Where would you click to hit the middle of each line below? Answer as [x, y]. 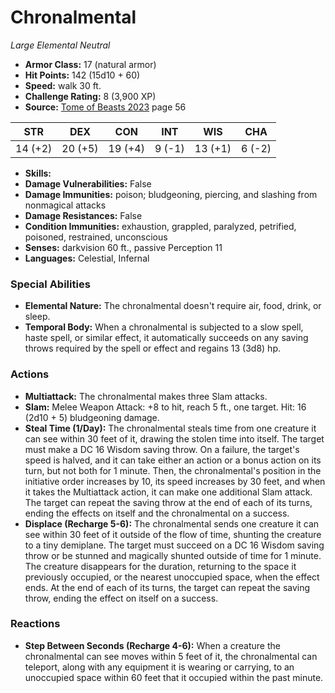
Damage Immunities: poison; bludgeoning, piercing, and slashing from [171, 194]
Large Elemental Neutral [60, 45]
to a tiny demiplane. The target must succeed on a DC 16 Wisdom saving [174, 545]
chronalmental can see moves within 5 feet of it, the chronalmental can [171, 656]
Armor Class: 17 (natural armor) [90, 64]
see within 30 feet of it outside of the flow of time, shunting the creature [173, 534]
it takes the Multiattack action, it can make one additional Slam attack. [168, 492]
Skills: [38, 173]
